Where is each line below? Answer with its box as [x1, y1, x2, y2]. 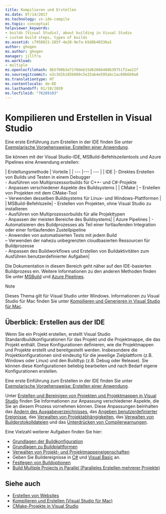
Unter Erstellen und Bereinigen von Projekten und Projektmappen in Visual [5, 393, 157, 399]
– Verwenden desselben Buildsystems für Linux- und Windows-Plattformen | [5, 195, 162, 202]
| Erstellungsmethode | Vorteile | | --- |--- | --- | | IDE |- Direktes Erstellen [5, 169, 155, 175]
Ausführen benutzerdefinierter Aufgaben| [5, 253, 90, 259]
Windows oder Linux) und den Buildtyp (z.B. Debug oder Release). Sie [5, 358, 149, 364]
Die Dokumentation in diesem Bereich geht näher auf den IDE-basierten [5, 263, 152, 269]
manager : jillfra [5, 53, 41, 59]
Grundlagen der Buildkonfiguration [12, 438, 83, 444]
